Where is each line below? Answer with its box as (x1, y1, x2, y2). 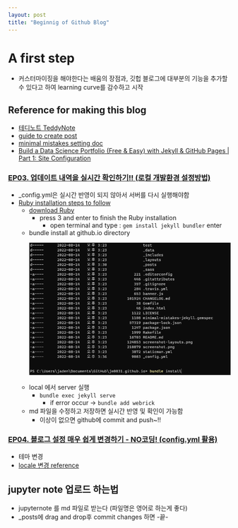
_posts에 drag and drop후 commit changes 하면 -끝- (18, 512, 169, 521)
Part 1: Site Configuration (18, 154, 91, 162)
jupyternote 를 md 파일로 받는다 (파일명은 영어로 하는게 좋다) (18, 503, 188, 512)
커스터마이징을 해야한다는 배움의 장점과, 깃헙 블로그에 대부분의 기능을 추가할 (18, 74, 228, 83)
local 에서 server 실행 (28, 383, 90, 391)
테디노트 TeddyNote (18, 124, 76, 132)
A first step (8, 50, 75, 66)
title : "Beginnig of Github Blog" (8, 18, 110, 26)
